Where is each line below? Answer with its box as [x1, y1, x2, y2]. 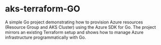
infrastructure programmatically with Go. [5, 34, 86, 40]
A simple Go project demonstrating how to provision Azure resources [5, 19, 143, 25]
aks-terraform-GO [5, 3, 80, 14]
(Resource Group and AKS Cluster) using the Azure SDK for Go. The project [5, 24, 156, 30]
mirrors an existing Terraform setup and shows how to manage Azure [5, 29, 144, 35]
